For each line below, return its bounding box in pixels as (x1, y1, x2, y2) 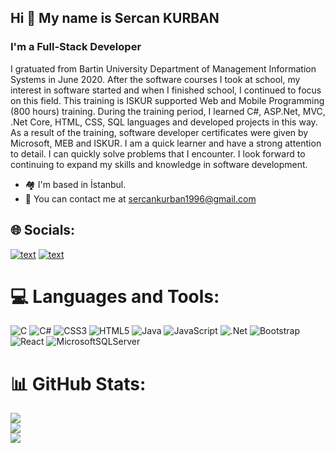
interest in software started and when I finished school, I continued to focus (10, 84, 322, 96)
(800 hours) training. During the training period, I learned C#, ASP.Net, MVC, (10, 105, 326, 117)
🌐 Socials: (10, 222, 76, 239)
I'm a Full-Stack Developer (10, 40, 142, 54)
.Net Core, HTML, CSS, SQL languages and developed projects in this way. (10, 116, 318, 128)
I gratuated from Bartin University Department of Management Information (10, 62, 317, 75)
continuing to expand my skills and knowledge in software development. (10, 158, 308, 170)
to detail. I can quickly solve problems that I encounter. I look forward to (10, 147, 306, 160)
